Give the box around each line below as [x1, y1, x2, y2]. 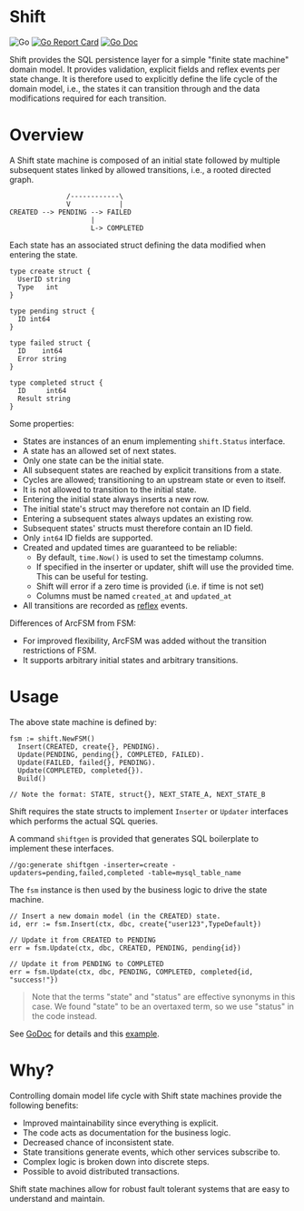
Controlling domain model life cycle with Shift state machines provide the [9, 1090, 282, 1101]
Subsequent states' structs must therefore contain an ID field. [22, 522, 253, 533]
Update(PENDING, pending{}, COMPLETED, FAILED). [17, 750, 205, 759]
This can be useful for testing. [35, 570, 149, 581]
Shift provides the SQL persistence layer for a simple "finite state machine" [9, 54, 289, 65]
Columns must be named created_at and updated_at [35, 590, 232, 601]
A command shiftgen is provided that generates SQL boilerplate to [9, 833, 259, 843]
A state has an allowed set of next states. [22, 445, 177, 456]
